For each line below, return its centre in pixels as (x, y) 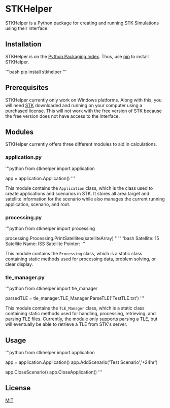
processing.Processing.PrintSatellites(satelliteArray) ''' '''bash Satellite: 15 (82, 238)
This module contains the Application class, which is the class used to (79, 188)
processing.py (24, 217)
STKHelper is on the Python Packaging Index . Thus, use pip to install (77, 56)
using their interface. (27, 28)
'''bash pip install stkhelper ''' (36, 72)
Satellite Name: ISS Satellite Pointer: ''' (45, 244)
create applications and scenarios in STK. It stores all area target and (77, 193)
